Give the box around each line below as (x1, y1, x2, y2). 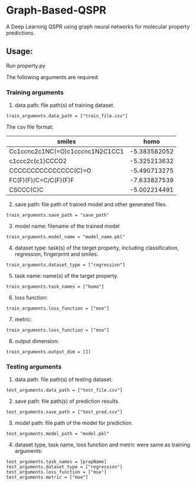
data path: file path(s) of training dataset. (14, 101, 115, 109)
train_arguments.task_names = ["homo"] (6, 284, 104, 290)
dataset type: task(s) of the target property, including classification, (14, 244, 179, 251)
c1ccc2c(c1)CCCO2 (9, 157, 67, 165)
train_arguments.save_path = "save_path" (6, 212, 110, 218)
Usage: (6, 47, 34, 57)
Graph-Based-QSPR (6, 4, 106, 17)
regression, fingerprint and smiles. (14, 251, 99, 258)
